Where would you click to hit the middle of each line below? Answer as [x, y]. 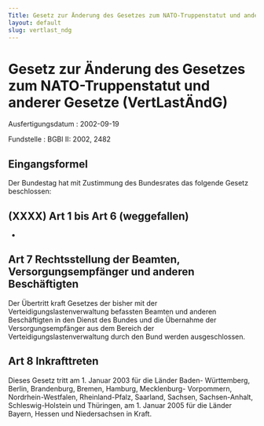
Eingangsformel [48, 164]
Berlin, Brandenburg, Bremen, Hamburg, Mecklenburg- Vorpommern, [120, 388]
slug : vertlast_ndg [40, 30]
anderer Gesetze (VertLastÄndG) [118, 102]
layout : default [35, 23]
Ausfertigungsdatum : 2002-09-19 [64, 124]
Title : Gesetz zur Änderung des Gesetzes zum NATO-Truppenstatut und [125, 15]
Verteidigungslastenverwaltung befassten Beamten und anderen [112, 311]
